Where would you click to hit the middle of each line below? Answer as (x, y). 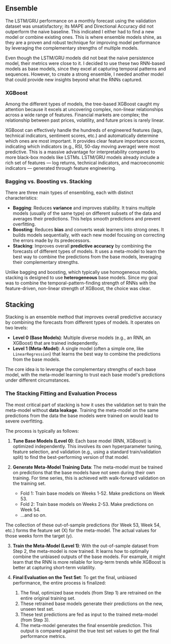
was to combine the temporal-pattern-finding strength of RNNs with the (81, 283)
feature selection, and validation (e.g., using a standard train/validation (87, 452)
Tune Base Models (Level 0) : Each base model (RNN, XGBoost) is (82, 441)
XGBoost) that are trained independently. (56, 343)
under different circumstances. (38, 380)
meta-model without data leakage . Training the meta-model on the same (82, 410)
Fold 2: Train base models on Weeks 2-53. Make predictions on (87, 504)
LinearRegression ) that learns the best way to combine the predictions (87, 354)
